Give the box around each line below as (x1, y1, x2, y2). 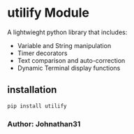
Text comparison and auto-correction (17, 56, 126, 64)
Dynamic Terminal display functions (17, 64, 121, 72)
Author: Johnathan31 (7, 119, 81, 128)
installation (7, 84, 57, 96)
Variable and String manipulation (17, 41, 112, 50)
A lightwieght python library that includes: (7, 28, 128, 36)
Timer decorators (17, 49, 68, 57)
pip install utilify (7, 103, 68, 110)
